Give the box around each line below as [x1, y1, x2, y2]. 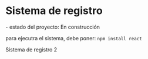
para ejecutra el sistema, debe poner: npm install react [5, 34, 142, 41]
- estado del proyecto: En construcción [5, 23, 100, 30]
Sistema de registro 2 [5, 46, 58, 53]
